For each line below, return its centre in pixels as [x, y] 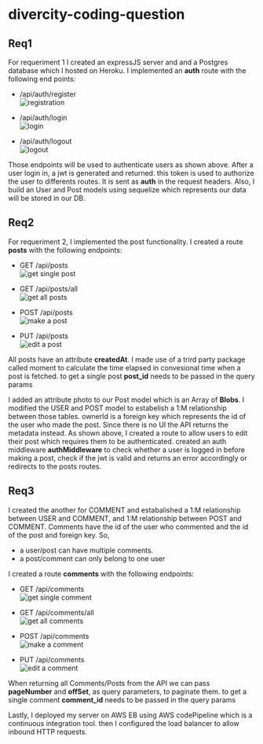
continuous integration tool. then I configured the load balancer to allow [124, 723]
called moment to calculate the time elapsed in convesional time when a [124, 367]
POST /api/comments [54, 636]
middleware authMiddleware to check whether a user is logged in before [127, 450]
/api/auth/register [48, 94]
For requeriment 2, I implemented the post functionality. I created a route [126, 242]
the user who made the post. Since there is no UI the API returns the [119, 425]
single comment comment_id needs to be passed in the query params [122, 699]
